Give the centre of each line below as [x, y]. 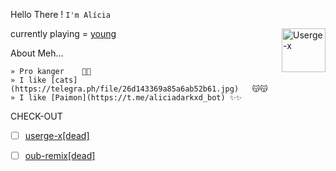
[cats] [64, 80]
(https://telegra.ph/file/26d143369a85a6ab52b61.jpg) [125, 89]
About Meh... [37, 53]
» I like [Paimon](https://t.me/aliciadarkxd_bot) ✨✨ [126, 98]
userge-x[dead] [57, 135]
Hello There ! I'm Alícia [60, 14]
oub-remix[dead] [60, 156]
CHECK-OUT [36, 116]
